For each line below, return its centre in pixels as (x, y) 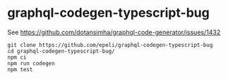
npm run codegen (31, 63)
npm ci (17, 57)
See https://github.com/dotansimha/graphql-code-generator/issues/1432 (114, 32)
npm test (20, 69)
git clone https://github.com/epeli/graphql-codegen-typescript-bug (110, 45)
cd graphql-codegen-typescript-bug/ (61, 51)
